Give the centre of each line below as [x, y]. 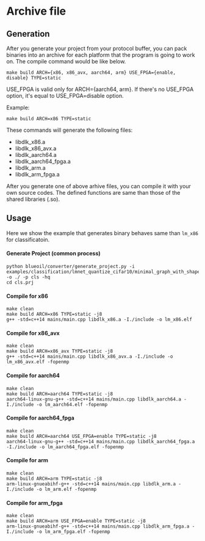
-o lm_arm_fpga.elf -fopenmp [74, 532]
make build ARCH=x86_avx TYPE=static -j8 [60, 351]
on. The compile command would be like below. [66, 61]
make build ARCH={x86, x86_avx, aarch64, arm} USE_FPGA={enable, [91, 73]
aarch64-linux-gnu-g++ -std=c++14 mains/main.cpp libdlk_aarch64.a [94, 399]
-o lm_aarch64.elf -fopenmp [72, 404]
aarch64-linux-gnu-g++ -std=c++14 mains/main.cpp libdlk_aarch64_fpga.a [101, 441]
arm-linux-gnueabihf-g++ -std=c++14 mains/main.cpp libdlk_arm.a [91, 484]
